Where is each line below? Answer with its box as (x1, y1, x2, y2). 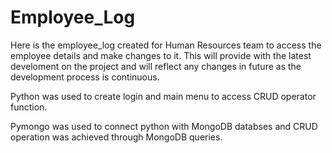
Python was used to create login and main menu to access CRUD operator (10, 90, 317, 102)
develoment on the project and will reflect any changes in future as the (10, 60, 302, 72)
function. (10, 101, 48, 113)
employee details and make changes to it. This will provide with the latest (10, 49, 312, 61)
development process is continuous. (10, 71, 160, 83)
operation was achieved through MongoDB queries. (10, 131, 223, 143)
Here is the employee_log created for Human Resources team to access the (10, 39, 322, 51)
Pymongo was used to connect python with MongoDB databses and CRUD (10, 120, 318, 132)
